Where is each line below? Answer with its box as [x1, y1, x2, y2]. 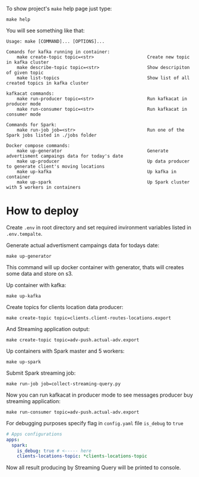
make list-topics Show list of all [17, 75, 190, 81]
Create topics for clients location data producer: [6, 303, 124, 310]
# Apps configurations [6, 431, 62, 437]
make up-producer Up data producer [17, 158, 190, 164]
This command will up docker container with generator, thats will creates [6, 263, 184, 270]
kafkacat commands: [6, 91, 55, 96]
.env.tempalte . [6, 230, 43, 237]
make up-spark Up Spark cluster [17, 179, 190, 185]
